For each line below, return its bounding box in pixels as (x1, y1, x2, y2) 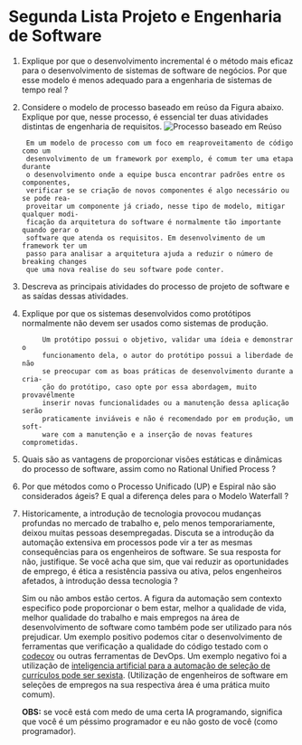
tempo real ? (21, 84, 69, 95)
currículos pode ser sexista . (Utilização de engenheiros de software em (21, 669, 288, 680)
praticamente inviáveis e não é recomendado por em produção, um (42, 414, 294, 423)
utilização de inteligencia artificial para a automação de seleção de (21, 660, 270, 671)
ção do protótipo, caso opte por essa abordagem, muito (42, 382, 258, 391)
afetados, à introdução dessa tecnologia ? (21, 575, 178, 586)
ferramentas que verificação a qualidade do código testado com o (21, 640, 269, 652)
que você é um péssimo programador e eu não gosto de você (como (21, 716, 278, 727)
